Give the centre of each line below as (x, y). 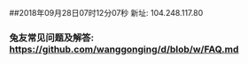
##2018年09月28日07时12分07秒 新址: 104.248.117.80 (106, 13)
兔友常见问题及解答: (52, 38)
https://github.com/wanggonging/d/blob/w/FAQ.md (124, 49)
